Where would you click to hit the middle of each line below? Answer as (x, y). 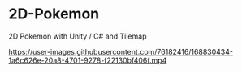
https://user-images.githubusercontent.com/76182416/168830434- (121, 51)
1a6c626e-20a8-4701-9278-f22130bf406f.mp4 (88, 60)
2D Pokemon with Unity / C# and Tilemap (78, 36)
